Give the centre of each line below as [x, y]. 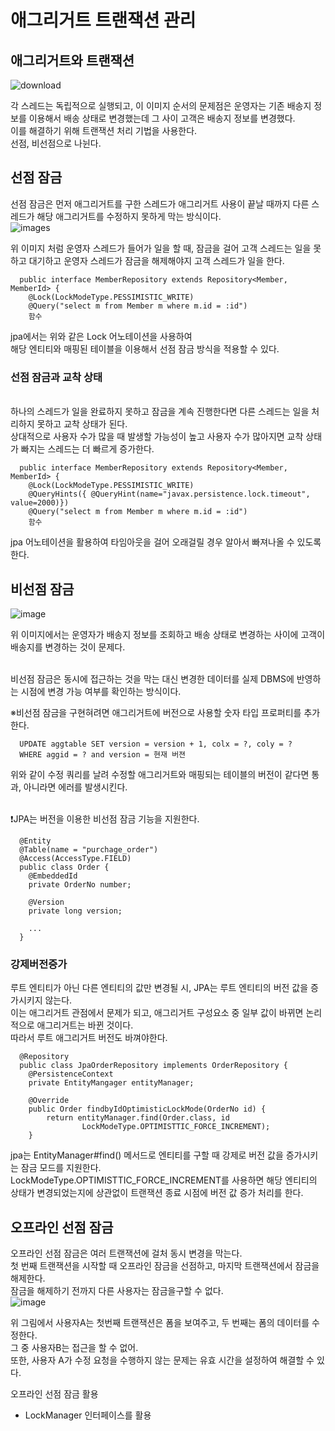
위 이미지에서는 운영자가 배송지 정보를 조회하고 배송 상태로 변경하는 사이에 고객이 [168, 634]
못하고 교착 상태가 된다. [82, 424]
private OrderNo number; [80, 884]
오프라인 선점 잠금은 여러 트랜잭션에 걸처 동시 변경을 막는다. [126, 1253]
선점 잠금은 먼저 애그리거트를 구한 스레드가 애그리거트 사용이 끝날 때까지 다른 [160, 203]
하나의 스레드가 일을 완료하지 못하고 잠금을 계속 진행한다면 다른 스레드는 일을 [160, 412]
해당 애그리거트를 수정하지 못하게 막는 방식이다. [129, 216]
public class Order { [64, 867]
